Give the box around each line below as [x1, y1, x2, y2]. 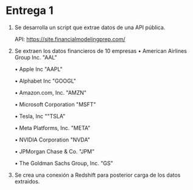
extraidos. [14, 177, 40, 185]
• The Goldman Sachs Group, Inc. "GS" [14, 159, 113, 167]
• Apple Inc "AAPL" [14, 65, 63, 73]
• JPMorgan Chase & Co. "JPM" [14, 148, 95, 155]
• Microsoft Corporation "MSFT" [14, 101, 96, 108]
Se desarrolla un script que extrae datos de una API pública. [14, 24, 166, 31]
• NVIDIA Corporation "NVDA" [14, 136, 91, 143]
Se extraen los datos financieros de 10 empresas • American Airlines [14, 47, 187, 55]
